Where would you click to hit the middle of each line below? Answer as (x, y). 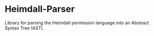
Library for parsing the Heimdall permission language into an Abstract (77, 23)
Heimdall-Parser (40, 9)
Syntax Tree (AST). (24, 28)
